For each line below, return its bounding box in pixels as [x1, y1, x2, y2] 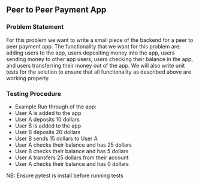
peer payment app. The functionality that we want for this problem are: [6, 43, 181, 50]
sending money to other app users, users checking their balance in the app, [6, 55, 194, 62]
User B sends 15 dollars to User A [14, 135, 98, 142]
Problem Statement [6, 23, 64, 31]
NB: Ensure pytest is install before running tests [6, 172, 124, 179]
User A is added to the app [14, 109, 82, 116]
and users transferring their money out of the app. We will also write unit [6, 62, 185, 69]
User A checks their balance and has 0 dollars [14, 160, 129, 167]
